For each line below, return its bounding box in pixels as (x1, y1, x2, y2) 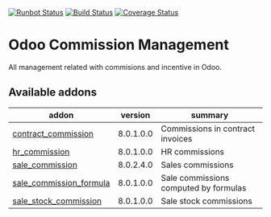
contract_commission (12, 128, 94, 139)
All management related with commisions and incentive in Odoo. (8, 62, 222, 72)
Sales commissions (161, 159, 234, 170)
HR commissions (161, 145, 224, 157)
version (120, 109, 151, 121)
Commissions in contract (161, 123, 256, 134)
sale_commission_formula (12, 177, 110, 188)
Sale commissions (161, 172, 230, 183)
